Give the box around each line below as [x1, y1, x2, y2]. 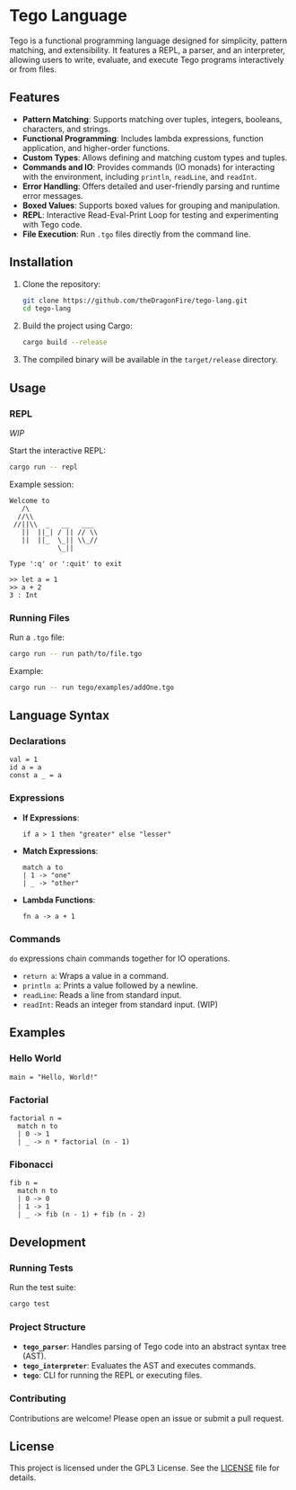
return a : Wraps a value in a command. [22, 971, 169, 982]
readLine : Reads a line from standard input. [22, 990, 182, 1001]
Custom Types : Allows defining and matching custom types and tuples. [22, 152, 288, 163]
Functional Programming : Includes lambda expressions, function [22, 132, 265, 144]
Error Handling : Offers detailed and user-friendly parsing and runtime [22, 181, 281, 192]
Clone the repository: [22, 278, 101, 289]
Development [9, 1234, 87, 1250]
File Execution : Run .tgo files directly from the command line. [22, 229, 251, 239]
